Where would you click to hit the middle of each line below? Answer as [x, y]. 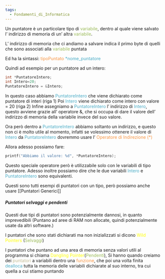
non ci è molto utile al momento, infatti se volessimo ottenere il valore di [78, 132]
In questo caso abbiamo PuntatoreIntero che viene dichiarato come [74, 96]
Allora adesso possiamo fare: [35, 147]
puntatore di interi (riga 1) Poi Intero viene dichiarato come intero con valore [82, 101]
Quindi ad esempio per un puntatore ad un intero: [55, 68]
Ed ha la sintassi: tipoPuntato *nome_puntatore [53, 58]
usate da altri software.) [29, 225]
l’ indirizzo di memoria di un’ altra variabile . [49, 34]
